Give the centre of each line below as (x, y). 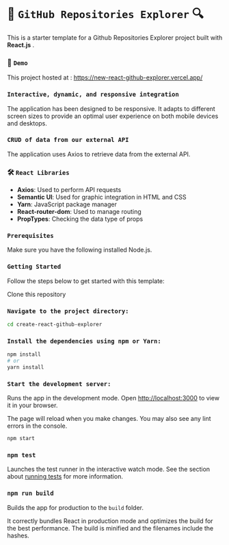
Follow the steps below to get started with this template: (86, 281)
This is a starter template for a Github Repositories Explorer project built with (115, 37)
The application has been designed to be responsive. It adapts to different (111, 108)
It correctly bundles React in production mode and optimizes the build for (110, 521)
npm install (24, 354)
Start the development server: (59, 384)
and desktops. (27, 123)
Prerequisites (30, 236)
